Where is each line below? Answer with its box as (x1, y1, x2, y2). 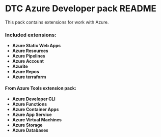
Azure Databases (12, 127, 49, 133)
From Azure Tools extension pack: (5, 85, 77, 91)
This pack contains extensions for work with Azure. (5, 19, 109, 25)
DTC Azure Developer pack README (5, 3, 157, 14)
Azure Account (12, 58, 44, 64)
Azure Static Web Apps (12, 43, 61, 49)
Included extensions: (5, 31, 56, 38)
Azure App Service (12, 111, 52, 118)
